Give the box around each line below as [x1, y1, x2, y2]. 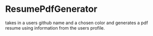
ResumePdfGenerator [5, 3, 97, 15]
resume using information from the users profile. [5, 25, 105, 31]
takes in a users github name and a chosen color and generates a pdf [5, 20, 148, 26]
